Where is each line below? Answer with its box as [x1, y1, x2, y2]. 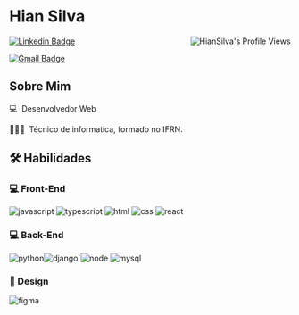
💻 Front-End [9, 183, 66, 195]
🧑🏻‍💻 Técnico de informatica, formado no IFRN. [9, 123, 183, 135]
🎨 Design [9, 275, 49, 287]
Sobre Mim [9, 79, 71, 95]
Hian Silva [9, 6, 86, 27]
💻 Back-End [9, 229, 64, 242]
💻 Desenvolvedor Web [9, 103, 96, 113]
